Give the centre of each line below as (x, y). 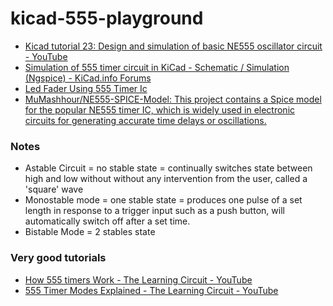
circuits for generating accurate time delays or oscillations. (145, 120)
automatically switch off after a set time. (107, 221)
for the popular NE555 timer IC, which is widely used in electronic (160, 109)
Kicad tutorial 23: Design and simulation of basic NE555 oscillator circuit (173, 46)
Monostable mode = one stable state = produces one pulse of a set (163, 200)
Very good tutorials (58, 258)
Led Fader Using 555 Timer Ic (86, 88)
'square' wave (54, 189)
